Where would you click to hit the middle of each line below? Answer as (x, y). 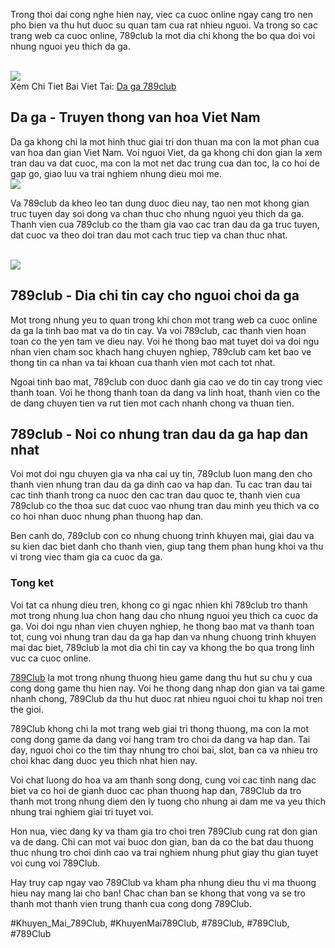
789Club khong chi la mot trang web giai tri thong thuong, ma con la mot (159, 728)
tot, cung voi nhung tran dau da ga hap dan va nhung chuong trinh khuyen (163, 636)
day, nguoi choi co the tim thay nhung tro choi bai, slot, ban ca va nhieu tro (164, 750)
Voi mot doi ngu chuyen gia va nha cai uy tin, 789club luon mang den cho (161, 474)
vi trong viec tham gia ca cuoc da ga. (86, 557)
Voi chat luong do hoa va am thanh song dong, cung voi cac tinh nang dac (163, 780)
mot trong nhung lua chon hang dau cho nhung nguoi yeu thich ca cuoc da (164, 615)
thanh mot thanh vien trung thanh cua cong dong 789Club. (131, 903)
